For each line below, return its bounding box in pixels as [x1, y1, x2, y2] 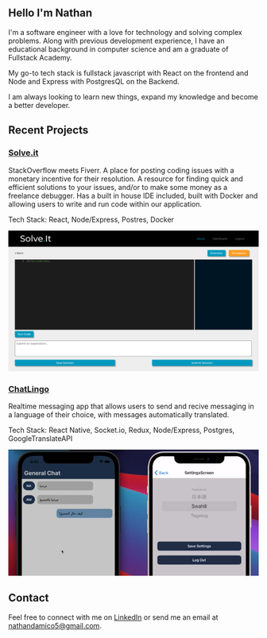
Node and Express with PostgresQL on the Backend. [8, 76, 180, 86]
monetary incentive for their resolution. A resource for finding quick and [8, 174, 244, 184]
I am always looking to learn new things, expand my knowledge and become [8, 91, 258, 102]
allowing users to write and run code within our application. [8, 199, 203, 209]
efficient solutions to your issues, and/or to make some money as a [8, 182, 228, 191]
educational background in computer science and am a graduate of [8, 44, 229, 54]
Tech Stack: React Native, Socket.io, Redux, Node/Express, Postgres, [8, 425, 235, 435]
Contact [8, 591, 49, 605]
